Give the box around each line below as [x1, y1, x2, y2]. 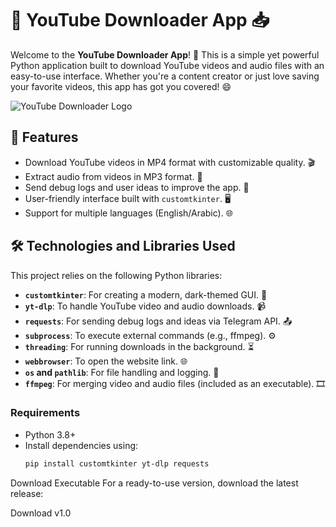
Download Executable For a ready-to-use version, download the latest [10, 477, 299, 489]
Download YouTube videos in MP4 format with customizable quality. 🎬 [24, 156, 316, 168]
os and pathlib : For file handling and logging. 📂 [24, 366, 220, 378]
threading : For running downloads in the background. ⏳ [24, 340, 255, 352]
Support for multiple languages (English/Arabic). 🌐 [24, 207, 233, 219]
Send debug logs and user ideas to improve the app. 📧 [24, 181, 250, 193]
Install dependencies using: [24, 439, 139, 451]
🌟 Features [10, 129, 79, 146]
